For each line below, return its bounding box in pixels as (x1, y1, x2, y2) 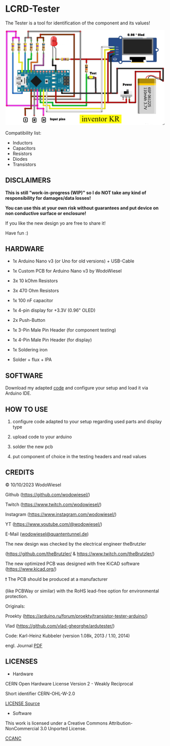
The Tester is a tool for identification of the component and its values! (5, 20, 150, 26)
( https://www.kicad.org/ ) (5, 565, 57, 572)
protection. (5, 593, 28, 599)
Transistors (12, 161, 36, 167)
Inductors (12, 139, 33, 145)
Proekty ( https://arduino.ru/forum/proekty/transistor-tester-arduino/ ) (5, 613, 148, 619)
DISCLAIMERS (5, 176, 51, 185)
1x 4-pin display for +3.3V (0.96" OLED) (12, 307, 96, 313)
